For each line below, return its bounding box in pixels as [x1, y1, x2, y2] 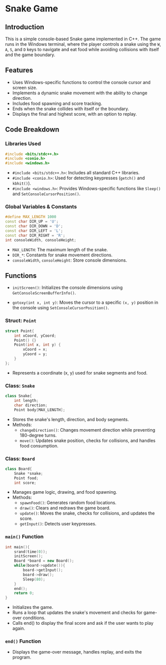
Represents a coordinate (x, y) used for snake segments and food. [12, 369, 148, 375]
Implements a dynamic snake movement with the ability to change [12, 90, 148, 96]
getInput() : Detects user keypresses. [19, 521, 97, 527]
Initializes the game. [12, 604, 54, 610]
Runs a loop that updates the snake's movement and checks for [12, 609, 143, 616]
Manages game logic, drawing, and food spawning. [12, 489, 117, 495]
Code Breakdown [5, 125, 59, 134]
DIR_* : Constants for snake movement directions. [12, 252, 113, 258]
